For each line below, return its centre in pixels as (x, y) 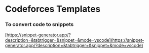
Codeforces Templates (53, 9)
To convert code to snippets (39, 25)
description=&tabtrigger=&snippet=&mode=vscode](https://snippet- (75, 40)
